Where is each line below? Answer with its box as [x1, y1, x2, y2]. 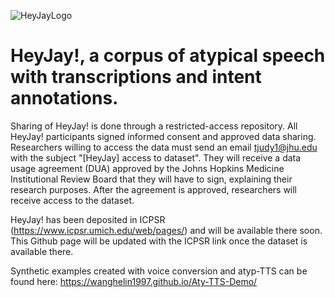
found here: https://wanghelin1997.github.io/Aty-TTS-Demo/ [10, 275, 258, 287]
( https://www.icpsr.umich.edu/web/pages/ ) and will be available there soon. [10, 224, 323, 236]
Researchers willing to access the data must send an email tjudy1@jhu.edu [10, 141, 318, 153]
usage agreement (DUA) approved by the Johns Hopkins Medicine [10, 162, 285, 174]
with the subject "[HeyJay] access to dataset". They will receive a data [10, 151, 302, 164]
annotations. [10, 87, 119, 110]
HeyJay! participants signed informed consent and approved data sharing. [10, 130, 317, 142]
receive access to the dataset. [10, 194, 135, 206]
